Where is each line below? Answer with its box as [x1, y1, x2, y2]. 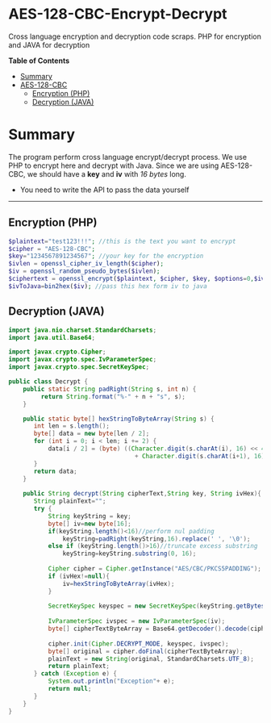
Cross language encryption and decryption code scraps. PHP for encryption [8, 31, 262, 41]
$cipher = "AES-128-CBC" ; [8, 244, 95, 253]
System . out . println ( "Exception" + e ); [48, 677, 175, 686]
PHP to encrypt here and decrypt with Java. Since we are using [8, 161, 219, 170]
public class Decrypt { [8, 378, 89, 386]
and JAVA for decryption [8, 40, 90, 49]
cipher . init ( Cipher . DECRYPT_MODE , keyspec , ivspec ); [48, 639, 229, 648]
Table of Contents [8, 56, 70, 65]
